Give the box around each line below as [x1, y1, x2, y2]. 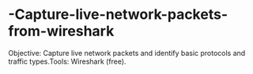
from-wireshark [8, 22, 115, 40]
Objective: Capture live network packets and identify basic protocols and [8, 48, 246, 57]
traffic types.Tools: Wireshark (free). [8, 57, 126, 66]
